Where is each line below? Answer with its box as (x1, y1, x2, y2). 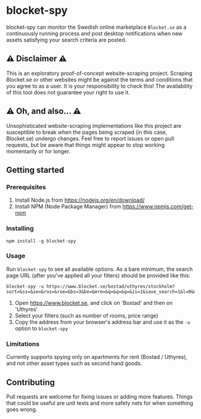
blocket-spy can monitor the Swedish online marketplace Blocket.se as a (6, 23, 187, 31)
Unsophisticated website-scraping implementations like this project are (6, 122, 182, 129)
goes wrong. (6, 406, 38, 413)
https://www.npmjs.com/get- (122, 203, 194, 210)
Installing (6, 225, 34, 233)
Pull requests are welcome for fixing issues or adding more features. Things (6, 393, 193, 400)
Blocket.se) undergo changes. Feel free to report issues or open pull (6, 134, 175, 142)
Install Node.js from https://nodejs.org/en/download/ (14, 196, 145, 204)
